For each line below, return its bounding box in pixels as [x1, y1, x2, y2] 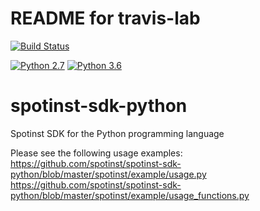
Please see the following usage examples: [10, 147, 183, 159]
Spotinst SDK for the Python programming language [10, 127, 225, 139]
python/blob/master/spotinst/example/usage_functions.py [10, 189, 250, 201]
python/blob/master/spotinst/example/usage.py [10, 168, 207, 180]
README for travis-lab [10, 7, 201, 30]
